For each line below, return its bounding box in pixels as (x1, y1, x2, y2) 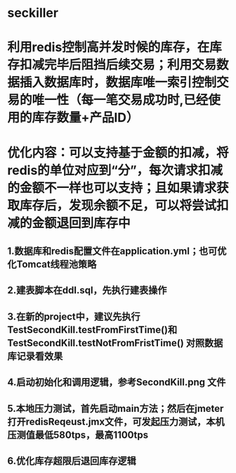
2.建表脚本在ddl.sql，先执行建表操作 (7, 284, 167, 296)
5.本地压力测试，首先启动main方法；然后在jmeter (7, 403, 224, 415)
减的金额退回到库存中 (7, 215, 131, 231)
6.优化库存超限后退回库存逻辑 (7, 455, 137, 467)
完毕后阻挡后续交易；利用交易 (44, 57, 217, 73)
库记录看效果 (7, 350, 63, 362)
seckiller (7, 5, 58, 21)
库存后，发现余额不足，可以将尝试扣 (20, 197, 230, 213)
